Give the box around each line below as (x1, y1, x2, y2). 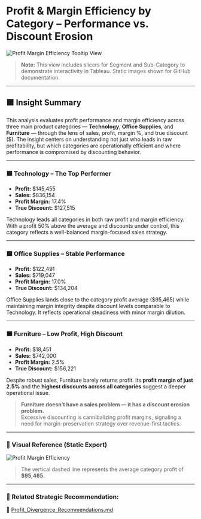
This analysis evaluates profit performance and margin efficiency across (6, 116, 184, 123)
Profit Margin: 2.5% (14, 358, 65, 366)
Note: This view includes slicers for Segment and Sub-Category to (20, 61, 185, 68)
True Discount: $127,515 (14, 204, 75, 212)
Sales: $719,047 (14, 271, 56, 279)
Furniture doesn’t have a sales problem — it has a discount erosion (20, 400, 190, 408)
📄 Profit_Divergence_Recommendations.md (6, 506, 114, 514)
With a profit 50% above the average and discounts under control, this (6, 222, 180, 230)
